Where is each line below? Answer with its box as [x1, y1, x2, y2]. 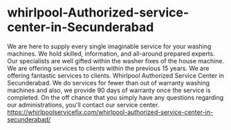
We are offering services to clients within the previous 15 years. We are [7, 64, 210, 72]
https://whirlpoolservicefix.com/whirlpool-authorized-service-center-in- [7, 108, 213, 116]
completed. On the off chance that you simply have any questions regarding [7, 93, 224, 101]
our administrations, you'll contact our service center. [7, 100, 160, 109]
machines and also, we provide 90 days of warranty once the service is [7, 86, 211, 94]
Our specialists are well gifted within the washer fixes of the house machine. [7, 56, 225, 65]
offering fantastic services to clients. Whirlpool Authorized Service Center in [7, 71, 225, 80]
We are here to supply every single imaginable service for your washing [7, 42, 212, 50]
